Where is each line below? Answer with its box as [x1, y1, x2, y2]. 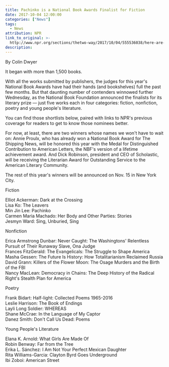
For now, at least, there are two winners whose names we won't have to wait [5, 130, 163, 136]
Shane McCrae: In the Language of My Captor [5, 311, 101, 317]
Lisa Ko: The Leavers [5, 202, 49, 208]
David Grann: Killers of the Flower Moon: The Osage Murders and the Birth [5, 259, 160, 265]
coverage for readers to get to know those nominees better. [5, 120, 129, 126]
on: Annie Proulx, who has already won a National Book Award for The [5, 135, 151, 141]
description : [5, 45, 33, 50]
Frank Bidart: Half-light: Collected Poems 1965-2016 [5, 294, 113, 300]
